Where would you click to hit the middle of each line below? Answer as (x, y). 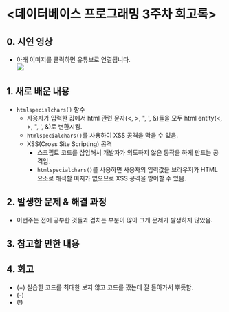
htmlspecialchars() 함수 (51, 109)
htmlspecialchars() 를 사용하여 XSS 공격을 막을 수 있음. (102, 135)
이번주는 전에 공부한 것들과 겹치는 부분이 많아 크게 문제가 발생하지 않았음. (115, 220)
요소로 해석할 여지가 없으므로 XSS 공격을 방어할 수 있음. (111, 178)
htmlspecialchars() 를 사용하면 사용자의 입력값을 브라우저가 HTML (127, 169)
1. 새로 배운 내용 (38, 91)
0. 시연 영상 (30, 42)
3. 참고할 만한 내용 (43, 244)
